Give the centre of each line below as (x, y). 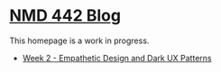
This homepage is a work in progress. (79, 40)
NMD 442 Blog (65, 16)
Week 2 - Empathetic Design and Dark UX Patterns (117, 58)
